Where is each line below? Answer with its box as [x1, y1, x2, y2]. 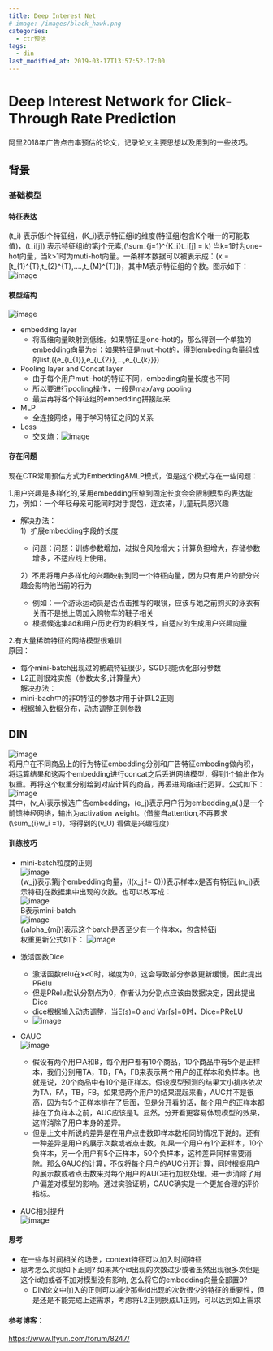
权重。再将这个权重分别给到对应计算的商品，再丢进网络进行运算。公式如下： [8, 779, 265, 789]
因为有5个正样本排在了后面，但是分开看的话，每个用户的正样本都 [46, 1098, 265, 1107]
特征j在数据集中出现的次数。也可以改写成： [27, 886, 172, 896]
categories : [8, 27, 49, 35]
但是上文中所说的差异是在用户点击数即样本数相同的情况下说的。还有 [32, 1128, 261, 1137]
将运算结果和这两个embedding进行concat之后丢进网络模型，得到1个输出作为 [8, 769, 265, 778]
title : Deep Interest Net [8, 11, 96, 20]
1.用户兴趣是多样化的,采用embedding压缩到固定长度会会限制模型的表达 [8, 488, 246, 498]
